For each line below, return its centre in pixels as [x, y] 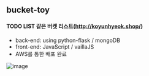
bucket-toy [28, 10]
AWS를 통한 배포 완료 [41, 54]
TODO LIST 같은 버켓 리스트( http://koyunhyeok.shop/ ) [74, 26]
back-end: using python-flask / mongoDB [68, 40]
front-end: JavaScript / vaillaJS [55, 47]
